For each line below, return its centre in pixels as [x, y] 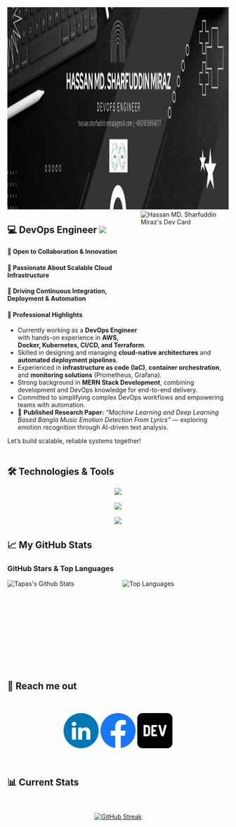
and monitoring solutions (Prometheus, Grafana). [90, 375]
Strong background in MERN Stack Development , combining [106, 383]
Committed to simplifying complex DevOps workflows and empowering [120, 397]
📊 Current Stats [43, 782]
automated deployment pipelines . [67, 360]
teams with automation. [51, 405]
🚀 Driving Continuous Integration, [57, 291]
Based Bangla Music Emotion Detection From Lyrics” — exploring [112, 420]
